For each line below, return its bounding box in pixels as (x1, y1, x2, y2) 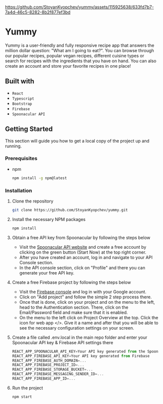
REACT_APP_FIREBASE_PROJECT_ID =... (12, 363, 85, 367)
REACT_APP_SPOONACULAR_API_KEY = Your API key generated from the (12, 349, 145, 354)
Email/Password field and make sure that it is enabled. (19, 309, 128, 315)
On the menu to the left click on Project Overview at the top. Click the (19, 314, 159, 320)
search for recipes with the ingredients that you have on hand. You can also (5, 58, 157, 64)
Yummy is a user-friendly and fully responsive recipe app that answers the (5, 42, 155, 48)
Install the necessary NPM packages (12, 216, 86, 222)
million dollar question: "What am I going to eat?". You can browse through (5, 47, 154, 53)
